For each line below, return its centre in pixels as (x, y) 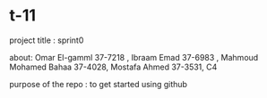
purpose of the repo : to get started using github (99, 84)
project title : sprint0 (47, 40)
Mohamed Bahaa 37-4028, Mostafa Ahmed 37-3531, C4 (113, 67)
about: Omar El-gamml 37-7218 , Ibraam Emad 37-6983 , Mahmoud (134, 57)
